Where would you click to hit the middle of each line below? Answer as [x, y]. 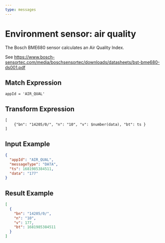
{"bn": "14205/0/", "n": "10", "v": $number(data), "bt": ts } [80, 125]
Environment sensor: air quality [71, 34]
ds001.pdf [15, 67]
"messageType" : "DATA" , [34, 164]
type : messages [21, 10]
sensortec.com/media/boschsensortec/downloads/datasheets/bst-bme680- [82, 62]
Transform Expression [40, 109]
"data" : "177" [24, 173]
